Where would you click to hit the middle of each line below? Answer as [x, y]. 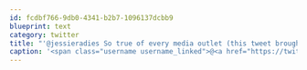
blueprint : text [40, 26]
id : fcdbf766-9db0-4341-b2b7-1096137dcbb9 [91, 18]
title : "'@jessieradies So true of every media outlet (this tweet [141, 43]
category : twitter [44, 35]
